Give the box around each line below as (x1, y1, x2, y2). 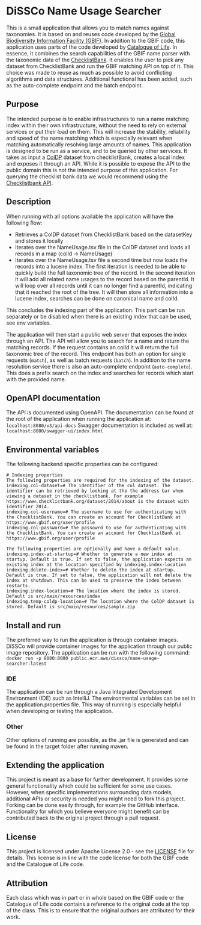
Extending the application (6, 760, 104, 770)
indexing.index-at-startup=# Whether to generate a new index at (6, 551, 173, 558)
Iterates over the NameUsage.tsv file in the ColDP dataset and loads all (14, 243, 190, 251)
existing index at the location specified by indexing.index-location (6, 562, 187, 568)
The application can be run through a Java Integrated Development (6, 688, 172, 696)
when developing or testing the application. (6, 708, 113, 715)
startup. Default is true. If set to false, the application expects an (6, 556, 192, 562)
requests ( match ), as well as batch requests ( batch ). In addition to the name (6, 357, 191, 364)
